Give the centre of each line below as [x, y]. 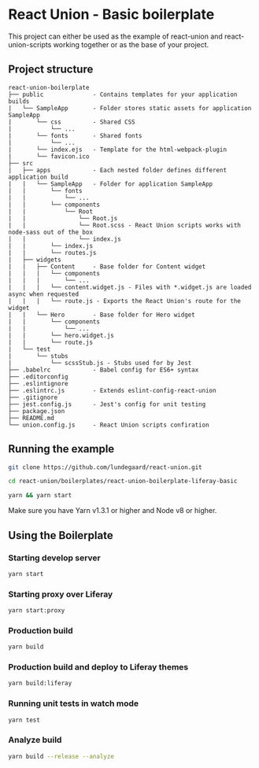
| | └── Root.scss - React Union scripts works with [125, 225]
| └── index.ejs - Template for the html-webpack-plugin [117, 150]
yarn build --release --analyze [61, 756]
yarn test [24, 720]
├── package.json [37, 411]
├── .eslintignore [38, 383]
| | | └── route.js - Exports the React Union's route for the [125, 301]
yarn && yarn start [40, 496]
